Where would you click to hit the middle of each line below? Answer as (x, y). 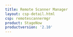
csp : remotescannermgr (28, 18)
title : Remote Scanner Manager (36, 9)
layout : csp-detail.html (30, 14)
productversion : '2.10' (29, 27)
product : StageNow (23, 23)
